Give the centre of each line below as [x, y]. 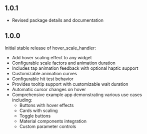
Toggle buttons [35, 116]
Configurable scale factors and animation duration [63, 63]
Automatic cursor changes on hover [49, 89]
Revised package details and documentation [57, 20]
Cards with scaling [38, 110]
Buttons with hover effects [46, 105]
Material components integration [53, 121]
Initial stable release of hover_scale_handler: [50, 48]
